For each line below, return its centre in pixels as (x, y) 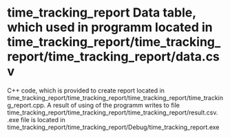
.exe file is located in (36, 119)
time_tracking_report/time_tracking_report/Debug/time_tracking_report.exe (113, 127)
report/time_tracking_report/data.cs (114, 57)
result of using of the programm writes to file (116, 105)
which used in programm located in (110, 27)
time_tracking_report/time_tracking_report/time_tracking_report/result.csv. (113, 112)
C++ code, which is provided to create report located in (86, 90)
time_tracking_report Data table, (102, 13)
